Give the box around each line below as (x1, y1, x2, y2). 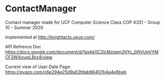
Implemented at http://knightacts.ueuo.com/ (5, 34, 95, 40)
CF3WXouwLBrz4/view (5, 54, 53, 60)
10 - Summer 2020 (5, 24, 43, 30)
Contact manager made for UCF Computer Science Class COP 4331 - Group (5, 19, 161, 25)
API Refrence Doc (5, 43, 41, 49)
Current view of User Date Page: (5, 64, 72, 70)
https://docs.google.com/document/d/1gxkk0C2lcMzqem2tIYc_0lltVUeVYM (5, 49, 159, 55)
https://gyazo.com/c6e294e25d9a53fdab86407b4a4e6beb (5, 69, 127, 75)
